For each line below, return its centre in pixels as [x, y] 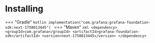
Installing [24, 9]
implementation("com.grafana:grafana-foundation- [99, 22]
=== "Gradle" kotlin [26, 22]
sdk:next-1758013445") [28, 27]
